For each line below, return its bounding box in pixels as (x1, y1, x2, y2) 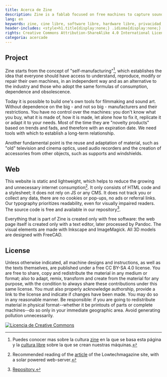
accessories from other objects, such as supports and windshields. (5, 151, 143, 157)
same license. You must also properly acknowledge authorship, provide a (5, 286, 156, 292)
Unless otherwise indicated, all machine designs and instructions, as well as (5, 260, 161, 266)
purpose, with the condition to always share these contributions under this (5, 281, 158, 287)
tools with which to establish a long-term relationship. (5, 130, 115, 136)
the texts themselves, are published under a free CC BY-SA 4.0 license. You (5, 265, 161, 271)
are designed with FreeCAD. (5, 232, 63, 238)
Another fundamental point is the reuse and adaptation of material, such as (5, 140, 159, 146)
